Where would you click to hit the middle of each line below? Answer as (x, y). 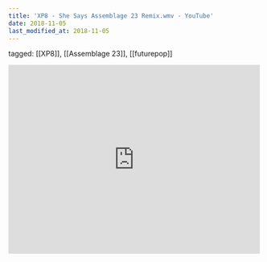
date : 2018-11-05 (37, 23)
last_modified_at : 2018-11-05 (59, 31)
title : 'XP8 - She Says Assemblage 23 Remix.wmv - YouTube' (111, 16)
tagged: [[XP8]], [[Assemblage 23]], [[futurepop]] (90, 54)
